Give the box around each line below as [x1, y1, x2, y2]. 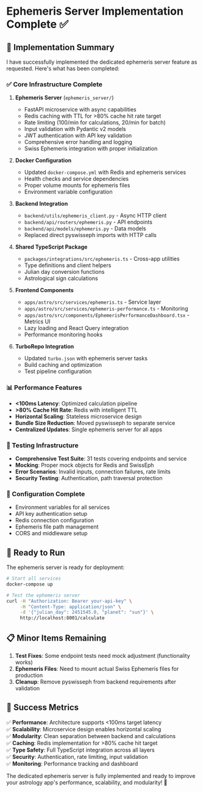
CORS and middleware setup [15, 530, 88, 537]
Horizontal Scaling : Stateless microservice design [15, 412, 142, 420]
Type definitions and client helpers [24, 262, 112, 269]
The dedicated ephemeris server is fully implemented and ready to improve [6, 772, 196, 779]
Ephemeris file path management [15, 523, 99, 530]
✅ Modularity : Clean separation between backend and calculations [6, 732, 176, 739]
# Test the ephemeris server [6, 592, 80, 598]
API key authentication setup [15, 510, 88, 518]
